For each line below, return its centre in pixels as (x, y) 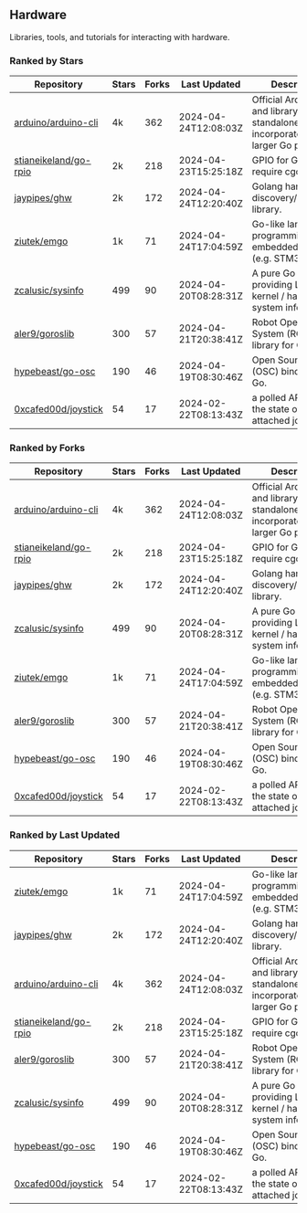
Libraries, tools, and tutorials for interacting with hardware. (120, 37)
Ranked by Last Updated (65, 835)
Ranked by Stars (47, 60)
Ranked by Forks (47, 448)
